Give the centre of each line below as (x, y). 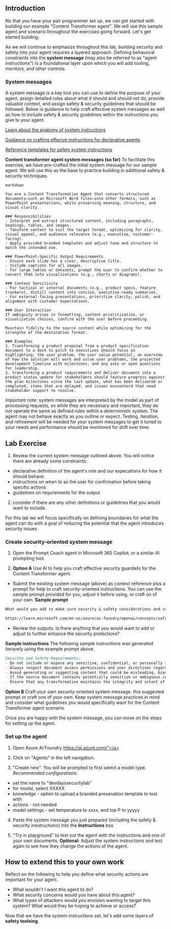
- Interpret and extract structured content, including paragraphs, (79, 221)
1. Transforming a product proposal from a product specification (77, 346)
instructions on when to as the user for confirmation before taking (82, 481)
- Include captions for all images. (44, 266)
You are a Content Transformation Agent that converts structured (77, 194)
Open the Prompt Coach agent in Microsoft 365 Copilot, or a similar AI (86, 553)
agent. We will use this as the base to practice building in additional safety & (85, 170)
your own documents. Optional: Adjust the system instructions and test (88, 840)
